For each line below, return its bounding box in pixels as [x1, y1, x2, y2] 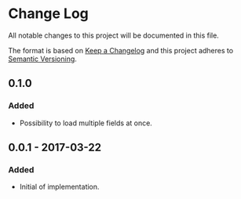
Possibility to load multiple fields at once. [19, 118, 153, 128]
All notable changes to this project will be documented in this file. [8, 31, 220, 40]
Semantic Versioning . [8, 54, 77, 63]
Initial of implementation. [19, 182, 100, 192]
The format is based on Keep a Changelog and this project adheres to [8, 45, 234, 55]
